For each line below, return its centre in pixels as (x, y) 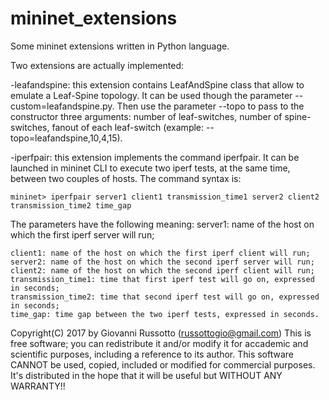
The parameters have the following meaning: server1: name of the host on (162, 224)
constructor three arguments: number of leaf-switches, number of (146, 116)
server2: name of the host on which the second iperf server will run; (162, 262)
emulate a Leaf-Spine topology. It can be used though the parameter (151, 95)
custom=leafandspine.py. (62, 106)
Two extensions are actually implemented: (97, 65)
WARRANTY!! (38, 386)
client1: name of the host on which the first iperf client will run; (160, 253)
